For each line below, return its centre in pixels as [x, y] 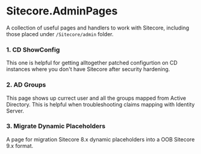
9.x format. [20, 146]
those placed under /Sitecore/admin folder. [60, 34]
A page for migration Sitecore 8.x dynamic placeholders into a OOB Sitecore [100, 139]
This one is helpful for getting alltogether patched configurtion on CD [92, 63]
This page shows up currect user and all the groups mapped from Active [96, 98]
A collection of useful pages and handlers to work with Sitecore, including [98, 28]
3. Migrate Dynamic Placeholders [56, 126]
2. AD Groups [26, 85]
